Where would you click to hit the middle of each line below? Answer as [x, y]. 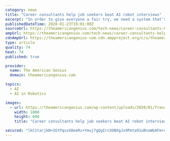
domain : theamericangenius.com [43, 75]
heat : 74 [14, 52]
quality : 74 [18, 47]
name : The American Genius [38, 70]
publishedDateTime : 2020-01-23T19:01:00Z [50, 24]
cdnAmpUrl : [17, 38]
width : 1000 [27, 112]
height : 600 [27, 117]
